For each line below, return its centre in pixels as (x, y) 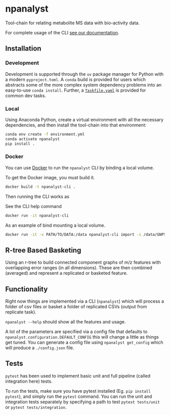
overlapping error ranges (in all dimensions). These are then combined (79, 268)
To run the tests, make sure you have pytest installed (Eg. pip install (78, 391)
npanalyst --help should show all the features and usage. (66, 322)
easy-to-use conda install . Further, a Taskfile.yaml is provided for (76, 90)
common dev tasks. (26, 95)
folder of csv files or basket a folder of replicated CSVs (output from (76, 307)
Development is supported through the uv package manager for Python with (84, 74)
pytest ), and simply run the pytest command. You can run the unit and (79, 396)
